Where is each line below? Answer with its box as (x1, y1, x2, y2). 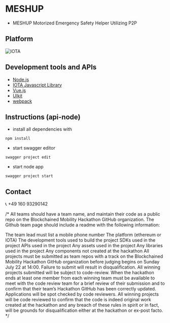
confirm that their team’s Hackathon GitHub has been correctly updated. (5, 286, 156, 292)
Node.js (12, 76, 29, 82)
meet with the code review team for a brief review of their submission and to (5, 280, 165, 286)
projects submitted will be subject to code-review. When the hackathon (5, 270, 154, 276)
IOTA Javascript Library (12, 82, 62, 88)
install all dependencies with (12, 126, 72, 132)
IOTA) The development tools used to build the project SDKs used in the (5, 237, 156, 243)
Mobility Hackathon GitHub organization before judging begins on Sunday (5, 259, 160, 265)
